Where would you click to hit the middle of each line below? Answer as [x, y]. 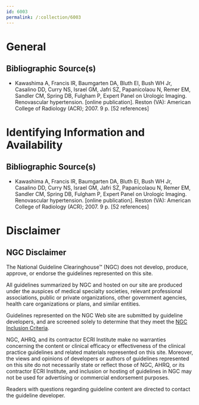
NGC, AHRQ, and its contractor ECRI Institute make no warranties [86, 339]
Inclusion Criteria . [28, 328]
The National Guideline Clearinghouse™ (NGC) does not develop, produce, [97, 267]
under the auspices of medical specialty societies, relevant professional [94, 291]
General [26, 47]
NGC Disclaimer [36, 253]
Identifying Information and [75, 132]
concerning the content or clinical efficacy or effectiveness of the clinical [96, 345]
